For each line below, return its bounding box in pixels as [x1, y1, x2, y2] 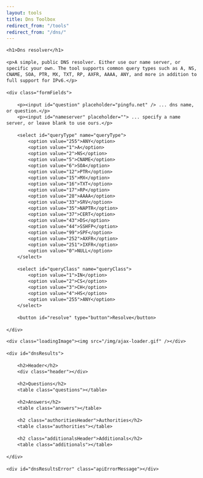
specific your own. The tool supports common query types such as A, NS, [6, 66, 198, 72]
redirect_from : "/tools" [6, 23, 69, 29]
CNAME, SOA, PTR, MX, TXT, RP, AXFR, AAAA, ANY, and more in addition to [6, 72, 198, 78]
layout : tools [6, 10, 43, 16]
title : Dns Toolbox [6, 16, 56, 23]
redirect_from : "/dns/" [6, 29, 67, 35]
